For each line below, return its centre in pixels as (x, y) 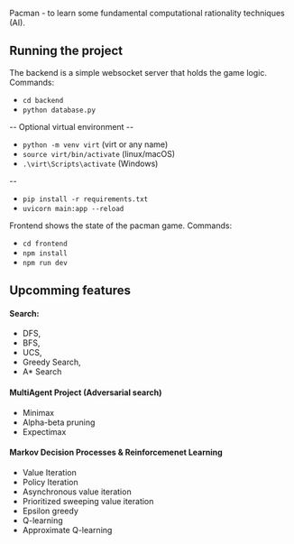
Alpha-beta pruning (59, 422)
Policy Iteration (50, 482)
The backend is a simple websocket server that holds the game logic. (138, 72)
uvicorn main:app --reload (73, 208)
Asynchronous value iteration (77, 492)
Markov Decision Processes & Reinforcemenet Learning (116, 452)
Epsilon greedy (51, 511)
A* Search (42, 372)
